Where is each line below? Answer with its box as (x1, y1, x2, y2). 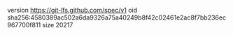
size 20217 (42, 21, 73, 29)
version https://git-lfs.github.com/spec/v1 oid (7, 6, 138, 14)
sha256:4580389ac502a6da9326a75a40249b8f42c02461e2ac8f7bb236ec (7, 13, 226, 22)
